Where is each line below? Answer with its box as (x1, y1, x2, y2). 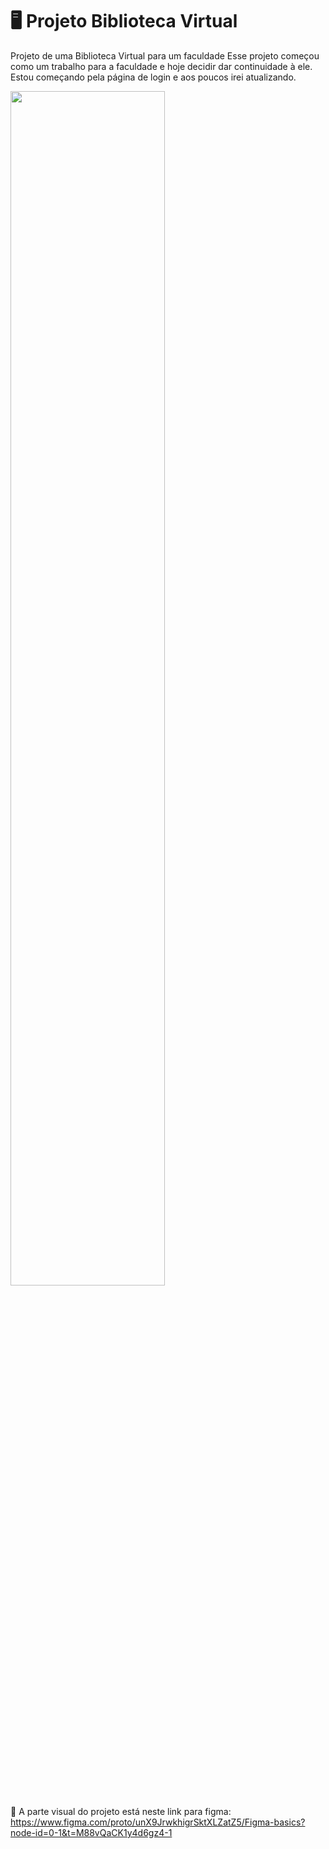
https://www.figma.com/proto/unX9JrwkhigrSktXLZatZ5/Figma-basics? (10, 1816, 306, 1828)
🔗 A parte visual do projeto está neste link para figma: (10, 1805, 232, 1817)
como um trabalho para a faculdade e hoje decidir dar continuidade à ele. (10, 60, 313, 72)
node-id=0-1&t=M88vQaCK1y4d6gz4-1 (10, 1826, 173, 1838)
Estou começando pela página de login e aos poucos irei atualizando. (10, 71, 297, 83)
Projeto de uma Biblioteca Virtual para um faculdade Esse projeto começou (10, 49, 320, 62)
